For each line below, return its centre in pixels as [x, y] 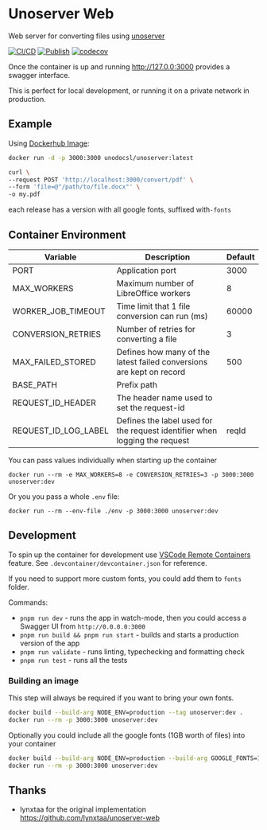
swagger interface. [39, 75]
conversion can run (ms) [162, 316]
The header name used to [164, 397]
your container [32, 743]
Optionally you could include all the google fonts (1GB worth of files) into [127, 735]
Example [30, 124]
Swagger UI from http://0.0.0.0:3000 [82, 626]
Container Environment [67, 234]
